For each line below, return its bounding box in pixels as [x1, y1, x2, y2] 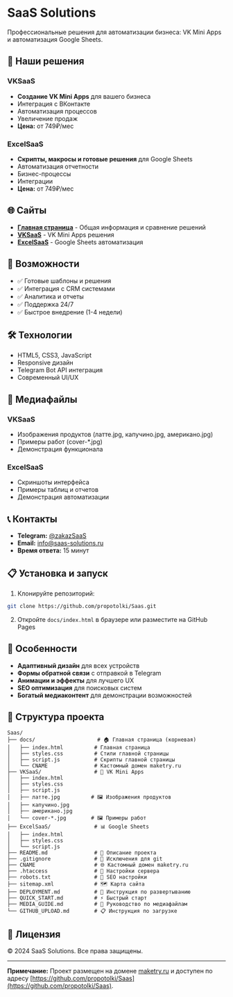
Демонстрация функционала [17, 445, 103, 454]
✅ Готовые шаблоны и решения [17, 276, 112, 285]
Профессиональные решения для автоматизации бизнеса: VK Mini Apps [7, 28, 222, 36]
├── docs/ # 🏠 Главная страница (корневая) [7, 736, 196, 744]
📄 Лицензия [7, 928, 61, 940]
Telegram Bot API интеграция [17, 366, 103, 374]
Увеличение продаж [17, 114, 78, 122]
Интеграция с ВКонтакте [17, 99, 91, 108]
